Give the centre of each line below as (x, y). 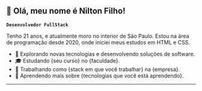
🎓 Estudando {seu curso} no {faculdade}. (67, 60)
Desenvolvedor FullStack (37, 25)
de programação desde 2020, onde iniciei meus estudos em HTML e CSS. (98, 42)
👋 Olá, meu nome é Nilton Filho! (66, 11)
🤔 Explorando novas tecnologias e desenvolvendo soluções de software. (105, 54)
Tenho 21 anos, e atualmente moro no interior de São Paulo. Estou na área (98, 36)
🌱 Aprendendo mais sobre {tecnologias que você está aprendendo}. (99, 75)
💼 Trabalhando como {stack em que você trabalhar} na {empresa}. (97, 69)
